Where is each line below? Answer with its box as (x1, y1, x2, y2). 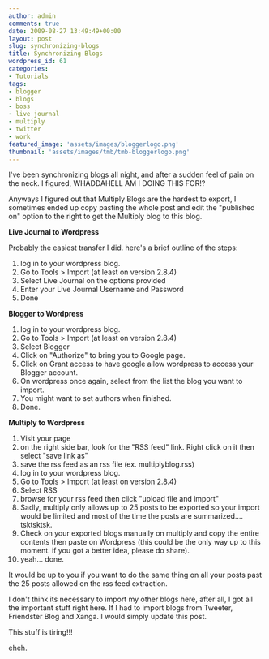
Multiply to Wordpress (8, 418, 85, 428)
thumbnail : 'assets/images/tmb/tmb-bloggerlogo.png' (8, 148, 190, 156)
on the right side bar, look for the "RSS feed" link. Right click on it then (19, 442, 255, 452)
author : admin (8, 11, 57, 20)
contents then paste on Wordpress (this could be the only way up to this (19, 537, 261, 547)
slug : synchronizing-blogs (8, 42, 100, 50)
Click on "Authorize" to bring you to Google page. (19, 351, 186, 360)
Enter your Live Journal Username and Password (19, 285, 184, 295)
